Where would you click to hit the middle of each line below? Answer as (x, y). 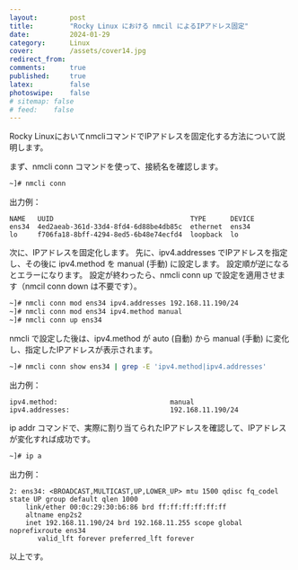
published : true (48, 76)
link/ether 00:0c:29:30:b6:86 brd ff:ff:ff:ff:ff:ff (126, 507)
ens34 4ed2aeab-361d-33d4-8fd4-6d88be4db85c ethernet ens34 (130, 227)
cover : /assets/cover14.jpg (78, 51)
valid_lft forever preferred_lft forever (116, 539)
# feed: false (42, 110)
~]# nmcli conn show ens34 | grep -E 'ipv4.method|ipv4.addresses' (138, 366)
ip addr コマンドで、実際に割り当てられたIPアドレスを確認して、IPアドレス (148, 427)
